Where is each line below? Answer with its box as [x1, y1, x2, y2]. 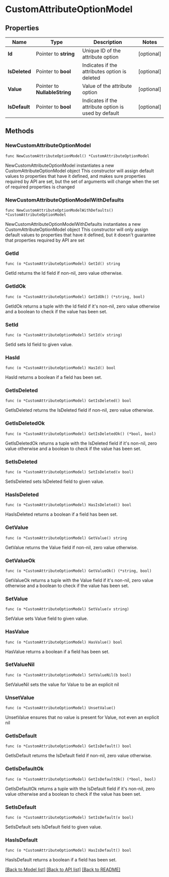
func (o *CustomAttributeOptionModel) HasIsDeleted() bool [5, 503, 132, 508]
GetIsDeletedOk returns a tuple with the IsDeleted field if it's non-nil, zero [5, 440, 157, 446]
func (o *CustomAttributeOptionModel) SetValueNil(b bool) [5, 672, 132, 677]
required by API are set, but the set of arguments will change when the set [5, 178, 159, 184]
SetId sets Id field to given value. [5, 341, 73, 347]
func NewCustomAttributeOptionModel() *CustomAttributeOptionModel [5, 153, 150, 159]
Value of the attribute [82, 82, 132, 89]
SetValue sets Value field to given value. [5, 615, 88, 622]
